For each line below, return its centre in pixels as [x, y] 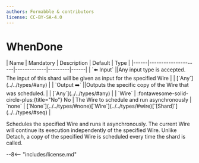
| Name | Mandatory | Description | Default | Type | [68, 63]
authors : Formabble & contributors [50, 12]
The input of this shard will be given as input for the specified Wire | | [91, 79]
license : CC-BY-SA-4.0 [34, 17]
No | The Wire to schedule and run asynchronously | [128, 100]
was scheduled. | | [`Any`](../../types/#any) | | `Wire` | [71, 93]
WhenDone [35, 47]
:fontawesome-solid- [163, 93]
